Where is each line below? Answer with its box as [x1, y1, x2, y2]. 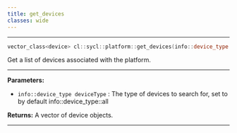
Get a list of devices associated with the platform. [7, 56, 152, 64]
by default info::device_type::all [17, 97, 109, 106]
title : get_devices [7, 10, 65, 18]
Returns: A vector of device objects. [7, 111, 114, 120]
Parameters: [7, 76, 44, 85]
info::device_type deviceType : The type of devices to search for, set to [17, 90, 228, 98]
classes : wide [7, 17, 49, 24]
